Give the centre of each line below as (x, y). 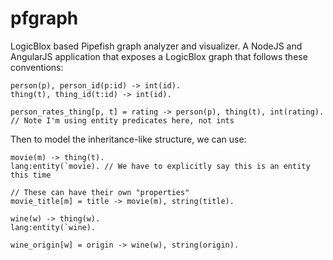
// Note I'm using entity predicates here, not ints (122, 120)
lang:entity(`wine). (53, 227)
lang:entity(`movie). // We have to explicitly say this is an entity (160, 166)
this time (31, 175)
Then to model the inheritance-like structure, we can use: (128, 139)
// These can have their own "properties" (100, 192)
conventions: (37, 67)
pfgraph (44, 18)
